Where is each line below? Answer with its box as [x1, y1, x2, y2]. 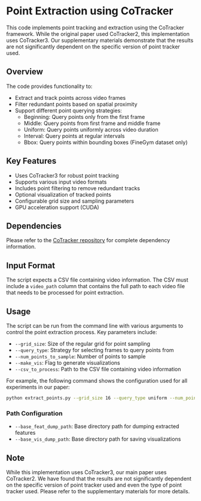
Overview [6, 67, 44, 77]
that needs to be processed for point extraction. [6, 289, 124, 297]
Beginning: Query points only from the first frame [23, 113, 145, 120]
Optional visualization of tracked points [14, 191, 112, 198]
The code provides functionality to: [6, 83, 93, 90]
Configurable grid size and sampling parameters [14, 197, 135, 204]
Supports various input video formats [14, 178, 107, 185]
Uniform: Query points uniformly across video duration [23, 126, 159, 133]
